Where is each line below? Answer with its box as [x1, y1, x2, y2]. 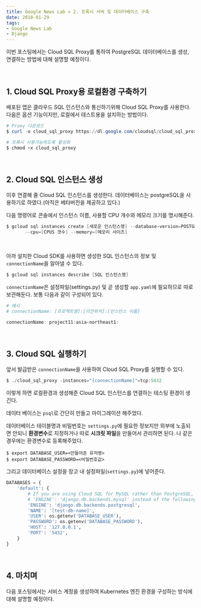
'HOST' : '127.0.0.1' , [28, 524, 82, 530]
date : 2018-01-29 [6, 14, 50, 20]
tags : [6, 20, 20, 26]
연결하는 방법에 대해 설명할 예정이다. [6, 56, 91, 63]
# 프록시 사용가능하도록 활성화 [6, 139, 71, 145]
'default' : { [17, 485, 50, 491]
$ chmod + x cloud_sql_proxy [6, 145, 77, 151]
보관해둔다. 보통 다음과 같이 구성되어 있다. [6, 291, 103, 298]
